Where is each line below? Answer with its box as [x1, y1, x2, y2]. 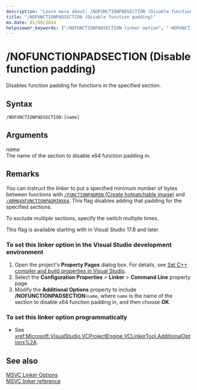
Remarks [6, 169, 40, 179]
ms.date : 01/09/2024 [6, 19, 57, 25]
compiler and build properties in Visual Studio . [14, 267, 127, 274]
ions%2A [14, 339, 37, 346]
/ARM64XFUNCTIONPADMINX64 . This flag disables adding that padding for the [6, 197, 182, 204]
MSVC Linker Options [6, 371, 58, 378]
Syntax [6, 99, 33, 109]
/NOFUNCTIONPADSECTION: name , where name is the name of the [14, 292, 173, 299]
